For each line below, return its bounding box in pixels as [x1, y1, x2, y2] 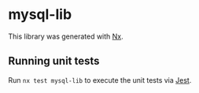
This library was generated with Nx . [8, 32, 123, 41]
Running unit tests [8, 54, 100, 68]
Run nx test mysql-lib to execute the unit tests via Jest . [8, 75, 192, 84]
